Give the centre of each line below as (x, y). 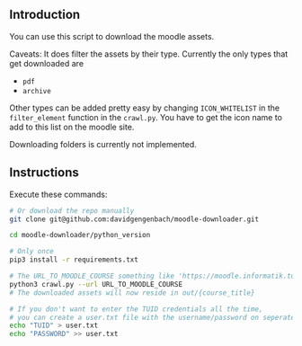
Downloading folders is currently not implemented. (103, 144)
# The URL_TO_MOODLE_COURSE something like (92, 276)
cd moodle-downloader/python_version (80, 235)
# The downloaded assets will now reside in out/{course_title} (132, 293)
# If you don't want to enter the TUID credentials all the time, (136, 309)
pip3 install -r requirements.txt (74, 260)
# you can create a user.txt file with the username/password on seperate (152, 317)
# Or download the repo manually (72, 210)
